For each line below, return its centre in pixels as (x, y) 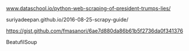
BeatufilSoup (22, 42)
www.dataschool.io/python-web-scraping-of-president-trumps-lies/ (88, 8)
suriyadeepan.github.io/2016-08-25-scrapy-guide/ (67, 19)
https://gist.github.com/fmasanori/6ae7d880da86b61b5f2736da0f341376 (94, 31)
